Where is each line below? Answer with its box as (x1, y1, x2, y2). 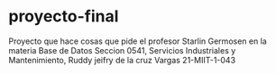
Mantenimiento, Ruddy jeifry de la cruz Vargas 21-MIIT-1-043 (8, 54, 236, 65)
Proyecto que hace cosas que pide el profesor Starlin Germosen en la (8, 36, 267, 46)
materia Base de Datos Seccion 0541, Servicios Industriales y (8, 45, 236, 55)
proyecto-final (8, 6, 119, 27)
